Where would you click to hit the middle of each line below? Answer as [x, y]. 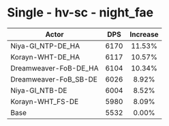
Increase [144, 34]
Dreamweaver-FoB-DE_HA [55, 68]
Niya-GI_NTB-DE [39, 90]
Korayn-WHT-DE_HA [45, 57]
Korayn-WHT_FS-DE [45, 101]
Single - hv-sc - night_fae [80, 13]
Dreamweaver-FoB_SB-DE [54, 79]
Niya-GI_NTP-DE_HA [45, 46]
